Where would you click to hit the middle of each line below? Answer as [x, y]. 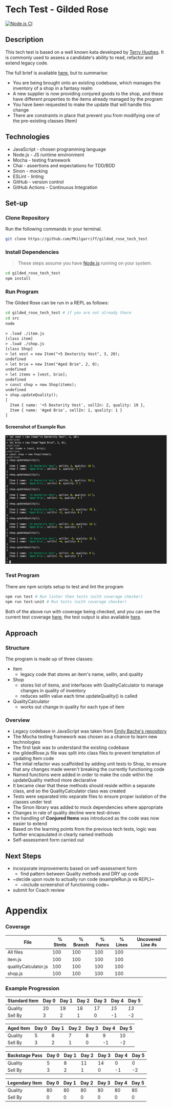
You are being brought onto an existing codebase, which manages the [87, 82]
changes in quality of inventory [53, 691]
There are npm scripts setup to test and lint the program [64, 586]
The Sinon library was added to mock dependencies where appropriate [88, 807]
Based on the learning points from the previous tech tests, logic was [84, 829]
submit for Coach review [39, 890]
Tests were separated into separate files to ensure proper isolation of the [90, 796]
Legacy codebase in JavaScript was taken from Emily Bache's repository [90, 731]
